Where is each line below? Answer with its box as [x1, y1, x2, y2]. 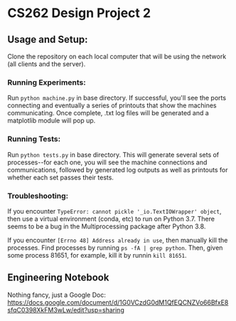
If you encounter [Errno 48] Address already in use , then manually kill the [7, 236, 228, 244]
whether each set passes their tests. [7, 173, 114, 181]
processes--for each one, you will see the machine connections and [7, 158, 208, 167]
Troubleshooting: [7, 191, 69, 201]
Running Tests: [7, 134, 61, 144]
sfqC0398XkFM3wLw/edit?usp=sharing [7, 305, 124, 314]
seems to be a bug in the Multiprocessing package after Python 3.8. [7, 222, 206, 231]
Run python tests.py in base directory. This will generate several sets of [7, 150, 220, 159]
